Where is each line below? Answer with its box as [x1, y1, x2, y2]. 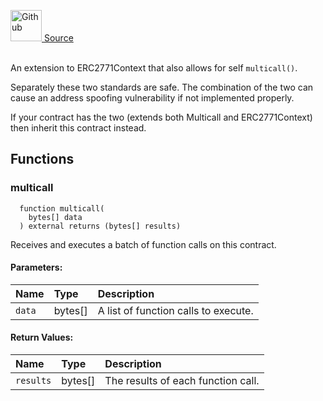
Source [43, 32, 74, 44]
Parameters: [10, 261, 63, 274]
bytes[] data [28, 212, 83, 222]
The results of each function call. [104, 374, 260, 388]
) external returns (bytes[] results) [19, 221, 182, 231]
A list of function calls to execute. [97, 303, 254, 317]
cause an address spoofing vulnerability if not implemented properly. [10, 92, 295, 104]
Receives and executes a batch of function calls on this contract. [10, 238, 277, 250]
